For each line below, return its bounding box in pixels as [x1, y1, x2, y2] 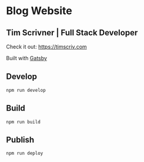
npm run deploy [6, 150, 43, 157]
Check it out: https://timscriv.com [6, 43, 87, 50]
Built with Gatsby [6, 55, 47, 61]
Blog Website [6, 4, 72, 18]
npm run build [6, 119, 41, 125]
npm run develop [6, 87, 46, 93]
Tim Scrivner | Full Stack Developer [6, 28, 138, 38]
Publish [6, 135, 35, 145]
